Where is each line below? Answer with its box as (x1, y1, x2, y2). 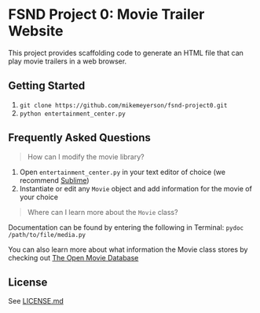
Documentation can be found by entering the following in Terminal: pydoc (8, 222, 244, 232)
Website (8, 22, 64, 40)
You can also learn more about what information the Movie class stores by (8, 245, 248, 254)
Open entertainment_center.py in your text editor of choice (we (19, 167, 226, 177)
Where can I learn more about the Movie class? (27, 207, 178, 217)
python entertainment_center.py (19, 110, 126, 118)
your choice (19, 192, 59, 202)
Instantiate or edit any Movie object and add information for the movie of (19, 184, 253, 193)
